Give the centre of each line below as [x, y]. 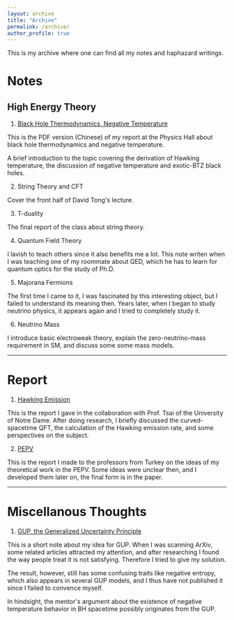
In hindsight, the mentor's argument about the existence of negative [104, 602]
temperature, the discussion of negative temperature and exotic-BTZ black [114, 165]
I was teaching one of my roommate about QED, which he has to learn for [112, 262]
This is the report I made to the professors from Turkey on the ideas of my [113, 462]
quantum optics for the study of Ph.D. [61, 269]
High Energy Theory [52, 106]
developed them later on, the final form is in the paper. [85, 477]
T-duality [30, 214]
